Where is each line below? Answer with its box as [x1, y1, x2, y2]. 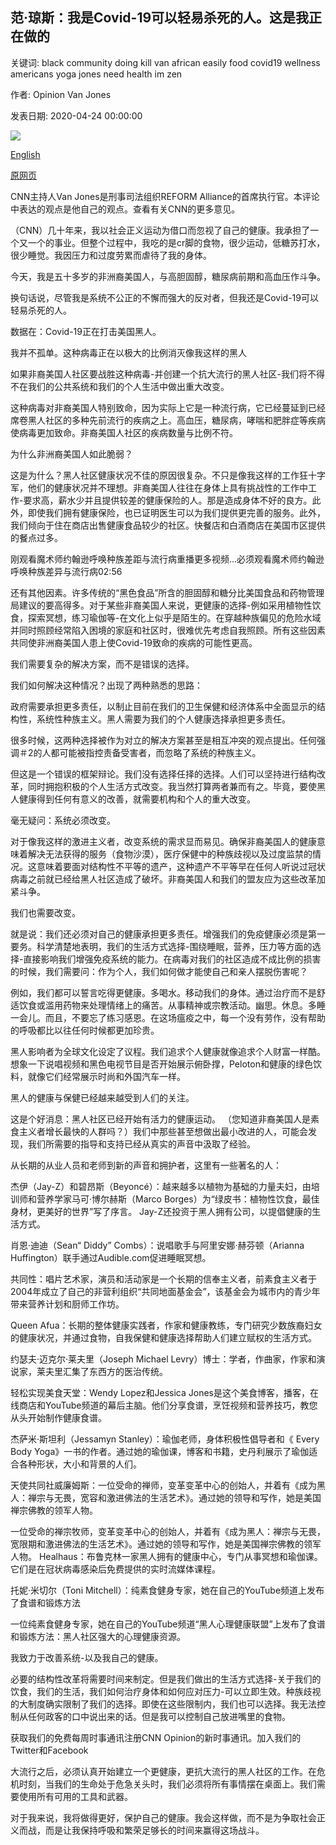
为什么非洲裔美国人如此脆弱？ [10, 448, 133, 460]
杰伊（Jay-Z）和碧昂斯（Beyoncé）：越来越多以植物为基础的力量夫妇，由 [10, 1180, 312, 1192]
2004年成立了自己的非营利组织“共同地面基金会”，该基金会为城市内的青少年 [10, 1285, 321, 1297]
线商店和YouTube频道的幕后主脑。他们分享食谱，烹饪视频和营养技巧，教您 [10, 1399, 318, 1411]
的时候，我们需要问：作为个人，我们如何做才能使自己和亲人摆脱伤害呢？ [10, 965, 308, 977]
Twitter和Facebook [10, 1744, 89, 1756]
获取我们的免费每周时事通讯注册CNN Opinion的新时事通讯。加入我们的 [10, 1731, 302, 1743]
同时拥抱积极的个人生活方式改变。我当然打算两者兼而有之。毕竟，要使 [27, 780, 317, 792]
